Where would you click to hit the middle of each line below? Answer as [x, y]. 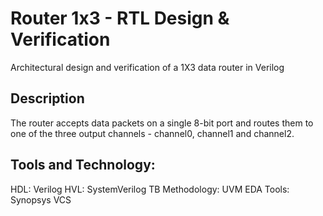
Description [47, 98]
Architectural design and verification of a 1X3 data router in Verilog [147, 67]
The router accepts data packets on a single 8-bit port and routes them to [162, 123]
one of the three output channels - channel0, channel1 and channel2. [152, 133]
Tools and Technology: [83, 165]
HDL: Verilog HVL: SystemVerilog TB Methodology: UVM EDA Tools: [150, 189]
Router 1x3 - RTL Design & [120, 18]
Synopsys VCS [41, 199]
